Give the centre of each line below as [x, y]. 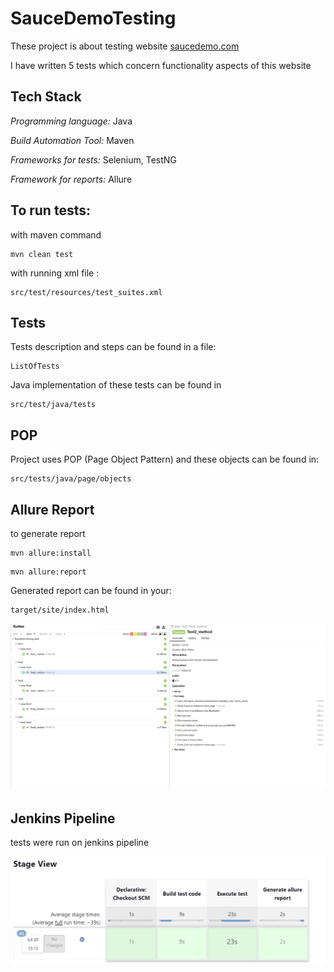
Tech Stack [46, 97]
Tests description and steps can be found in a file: [113, 347]
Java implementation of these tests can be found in [116, 385]
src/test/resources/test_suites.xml [86, 292]
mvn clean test [42, 254]
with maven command [56, 234]
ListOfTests [35, 367]
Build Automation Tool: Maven [72, 140]
